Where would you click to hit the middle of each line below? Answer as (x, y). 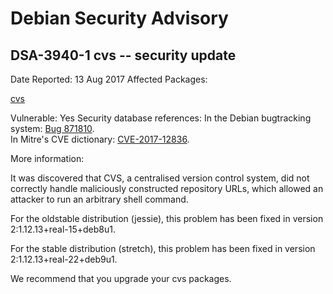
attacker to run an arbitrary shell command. (99, 199)
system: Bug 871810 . (52, 128)
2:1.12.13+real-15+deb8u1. (63, 229)
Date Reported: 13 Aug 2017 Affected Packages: (109, 79)
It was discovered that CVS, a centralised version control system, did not (160, 178)
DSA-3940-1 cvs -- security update (123, 55)
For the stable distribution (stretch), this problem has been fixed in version (163, 248)
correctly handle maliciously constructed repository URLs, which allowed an (167, 188)
